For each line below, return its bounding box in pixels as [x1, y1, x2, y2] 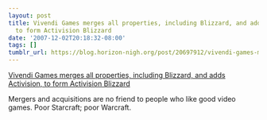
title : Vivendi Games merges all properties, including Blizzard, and [8, 19, 247, 27]
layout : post [8, 11, 52, 20]
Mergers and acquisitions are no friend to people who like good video [8, 95, 236, 103]
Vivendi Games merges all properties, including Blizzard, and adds [8, 71, 226, 79]
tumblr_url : [8, 48, 48, 56]
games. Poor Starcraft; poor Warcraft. [8, 103, 132, 112]
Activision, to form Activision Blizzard [8, 79, 131, 88]
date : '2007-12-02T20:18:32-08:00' [8, 33, 126, 42]
